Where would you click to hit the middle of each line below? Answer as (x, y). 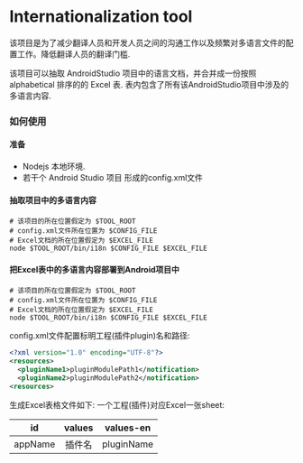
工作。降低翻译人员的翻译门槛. (73, 54)
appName (35, 444)
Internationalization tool (101, 17)
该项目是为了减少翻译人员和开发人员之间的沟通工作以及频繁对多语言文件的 (147, 42)
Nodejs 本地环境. (54, 167)
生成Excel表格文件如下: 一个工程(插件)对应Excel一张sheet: (117, 404)
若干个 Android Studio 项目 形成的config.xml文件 (112, 178)
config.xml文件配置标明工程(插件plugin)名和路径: (100, 336)
